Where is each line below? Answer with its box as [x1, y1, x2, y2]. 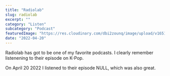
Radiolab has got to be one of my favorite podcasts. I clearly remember [5, 49, 154, 56]
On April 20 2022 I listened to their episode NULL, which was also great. [5, 64, 156, 71]
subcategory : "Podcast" [5, 26, 56, 31]
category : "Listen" [5, 21, 47, 27]
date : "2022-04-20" [5, 36, 47, 41]
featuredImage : [5, 31, 37, 36]
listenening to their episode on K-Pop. [5, 55, 84, 61]
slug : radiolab [5, 12, 37, 17]
